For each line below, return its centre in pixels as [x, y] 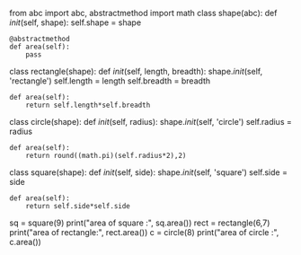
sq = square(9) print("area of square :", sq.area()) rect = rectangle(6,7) [140, 223]
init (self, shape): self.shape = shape [75, 22]
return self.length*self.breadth [88, 105]
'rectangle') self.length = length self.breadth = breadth [110, 81]
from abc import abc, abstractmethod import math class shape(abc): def [143, 13]
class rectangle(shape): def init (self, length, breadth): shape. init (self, [136, 71]
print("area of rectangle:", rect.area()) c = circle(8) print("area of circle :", [144, 232]
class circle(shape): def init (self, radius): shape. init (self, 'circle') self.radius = [150, 122]
